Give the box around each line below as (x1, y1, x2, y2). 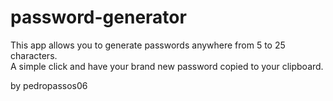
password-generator (10, 6, 187, 29)
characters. (10, 49, 58, 61)
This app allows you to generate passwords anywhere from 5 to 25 (10, 39, 286, 51)
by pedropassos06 (10, 79, 88, 91)
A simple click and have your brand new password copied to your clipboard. (10, 60, 324, 72)
